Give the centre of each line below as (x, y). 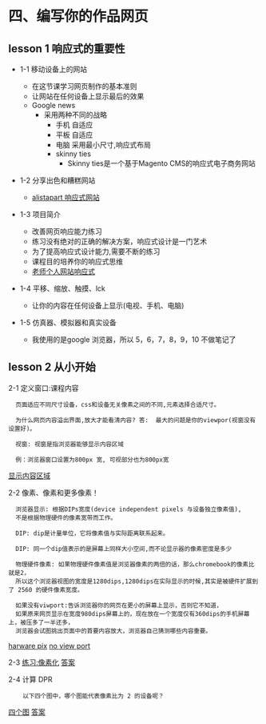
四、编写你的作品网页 (79, 16)
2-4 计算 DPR (30, 679)
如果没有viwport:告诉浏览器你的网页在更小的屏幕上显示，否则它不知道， (119, 605)
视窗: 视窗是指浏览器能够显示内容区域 (69, 444)
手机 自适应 (74, 125)
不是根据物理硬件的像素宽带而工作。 (66, 517)
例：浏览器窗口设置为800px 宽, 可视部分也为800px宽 (92, 460)
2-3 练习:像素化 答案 (42, 662)
